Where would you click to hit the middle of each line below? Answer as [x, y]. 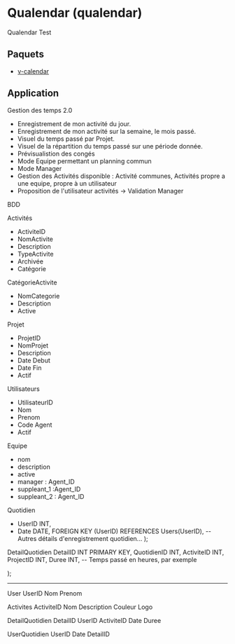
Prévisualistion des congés [56, 153]
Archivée [30, 261]
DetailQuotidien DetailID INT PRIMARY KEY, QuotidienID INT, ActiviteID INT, [116, 552]
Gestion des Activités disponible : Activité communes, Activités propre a [121, 176]
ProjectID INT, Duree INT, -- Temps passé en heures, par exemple [102, 559]
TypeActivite [35, 254]
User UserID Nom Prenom [45, 593]
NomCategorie [38, 296]
